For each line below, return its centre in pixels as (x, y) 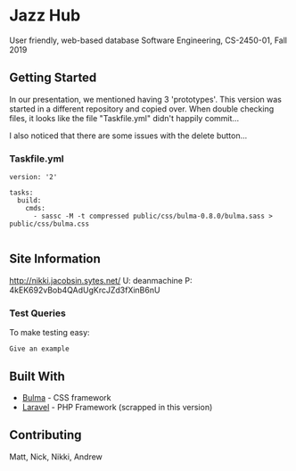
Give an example (39, 349)
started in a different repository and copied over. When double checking (142, 109)
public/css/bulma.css (49, 224)
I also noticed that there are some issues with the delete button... (128, 136)
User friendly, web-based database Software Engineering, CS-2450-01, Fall (148, 40)
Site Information (55, 259)
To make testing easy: (50, 333)
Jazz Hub (45, 16)
